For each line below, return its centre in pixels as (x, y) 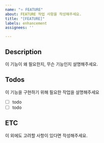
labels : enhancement (26, 23)
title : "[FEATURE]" (25, 19)
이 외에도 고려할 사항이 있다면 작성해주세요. (46, 135)
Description (23, 52)
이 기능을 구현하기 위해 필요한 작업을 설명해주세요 (52, 92)
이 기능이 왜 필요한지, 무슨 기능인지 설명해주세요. (52, 64)
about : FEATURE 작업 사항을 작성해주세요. (43, 14)
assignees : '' (20, 28)
